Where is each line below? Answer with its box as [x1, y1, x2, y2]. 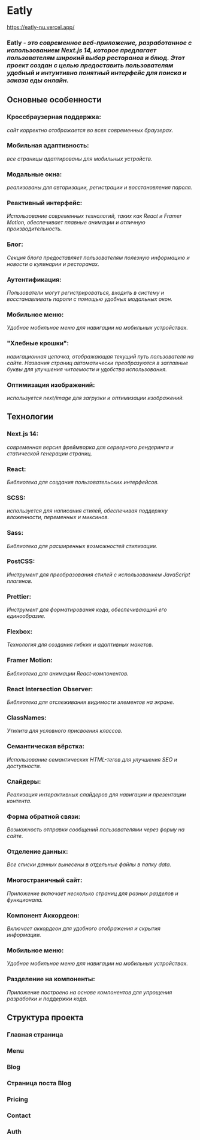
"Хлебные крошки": [7, 339, 69, 348]
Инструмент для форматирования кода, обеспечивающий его [7, 606, 167, 614]
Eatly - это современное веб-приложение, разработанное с [7, 39, 192, 47]
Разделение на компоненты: [7, 975, 95, 984]
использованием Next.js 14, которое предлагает [7, 46, 157, 54]
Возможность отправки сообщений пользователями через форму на [7, 826, 185, 833]
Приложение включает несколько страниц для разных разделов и [7, 890, 178, 897]
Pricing [7, 1095, 29, 1103]
